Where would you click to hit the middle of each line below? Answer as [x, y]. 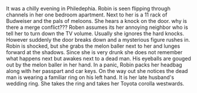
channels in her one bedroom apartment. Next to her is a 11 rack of [87, 15]
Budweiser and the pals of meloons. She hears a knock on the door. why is [96, 21]
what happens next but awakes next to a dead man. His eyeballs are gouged [98, 59]
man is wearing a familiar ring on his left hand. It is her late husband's [90, 77]
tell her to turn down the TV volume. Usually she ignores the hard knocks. [95, 34]
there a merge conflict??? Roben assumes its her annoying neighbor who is [97, 27]
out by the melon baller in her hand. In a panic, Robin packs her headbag [94, 65]
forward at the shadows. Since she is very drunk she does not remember [94, 52]
